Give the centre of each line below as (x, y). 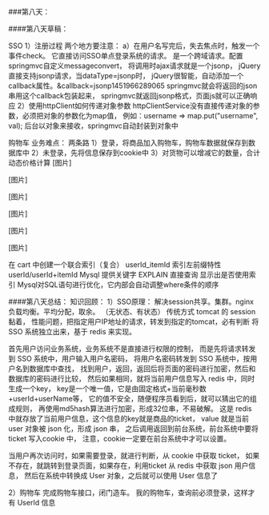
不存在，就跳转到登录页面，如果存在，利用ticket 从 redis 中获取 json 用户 (128, 465)
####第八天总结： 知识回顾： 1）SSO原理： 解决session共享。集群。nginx (131, 301)
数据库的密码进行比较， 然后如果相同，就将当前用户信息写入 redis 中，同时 (132, 379)
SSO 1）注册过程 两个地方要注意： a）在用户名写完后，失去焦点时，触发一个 (134, 46)
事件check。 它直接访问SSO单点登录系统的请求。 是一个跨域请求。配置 (126, 56)
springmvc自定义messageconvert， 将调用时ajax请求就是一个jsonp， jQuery (134, 66)
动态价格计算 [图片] (40, 163)
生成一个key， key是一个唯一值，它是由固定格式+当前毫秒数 (107, 389)
